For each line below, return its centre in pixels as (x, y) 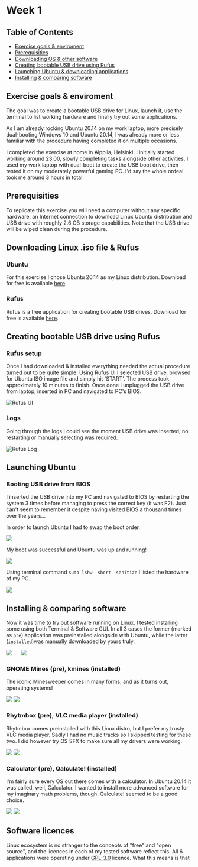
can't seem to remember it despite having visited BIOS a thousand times (94, 509)
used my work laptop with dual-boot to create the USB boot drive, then (92, 165)
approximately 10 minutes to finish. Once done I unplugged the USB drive (95, 385)
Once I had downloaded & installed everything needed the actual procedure (98, 366)
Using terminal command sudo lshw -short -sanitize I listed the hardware (98, 572)
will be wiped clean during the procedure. (57, 229)
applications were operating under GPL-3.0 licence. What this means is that (98, 858)
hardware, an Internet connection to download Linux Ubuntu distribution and (99, 216)
